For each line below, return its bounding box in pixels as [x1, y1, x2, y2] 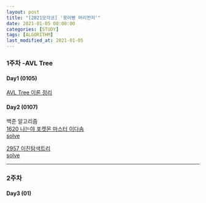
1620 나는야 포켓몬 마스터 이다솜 [6, 125, 85, 132]
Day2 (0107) [6, 103, 38, 110]
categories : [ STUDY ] [6, 26, 59, 33]
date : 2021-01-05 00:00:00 [6, 20, 75, 26]
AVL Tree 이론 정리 [6, 89, 53, 96]
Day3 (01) [6, 190, 32, 197]
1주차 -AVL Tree [6, 59, 53, 67]
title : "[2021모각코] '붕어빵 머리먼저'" [6, 15, 101, 21]
